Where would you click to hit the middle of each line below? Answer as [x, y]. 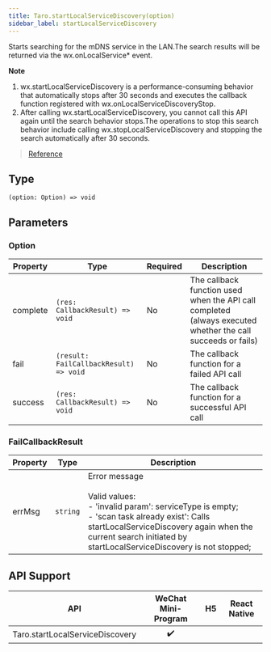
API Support [40, 576]
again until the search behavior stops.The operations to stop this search [140, 121]
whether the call [221, 330]
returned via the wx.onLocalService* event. [81, 55]
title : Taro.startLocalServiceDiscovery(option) [92, 16]
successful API [218, 407]
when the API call [223, 300]
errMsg [26, 512]
